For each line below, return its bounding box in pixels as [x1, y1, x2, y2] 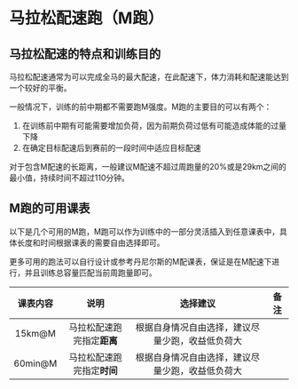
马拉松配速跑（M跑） [9, 8, 164, 28]
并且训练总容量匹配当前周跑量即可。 [24, 267, 157, 278]
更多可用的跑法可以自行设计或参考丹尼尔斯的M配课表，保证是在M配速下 [9, 256, 272, 266]
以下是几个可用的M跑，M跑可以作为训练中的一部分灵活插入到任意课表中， [9, 226, 280, 236]
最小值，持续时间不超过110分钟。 [9, 172, 130, 183]
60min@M [13, 357, 58, 369]
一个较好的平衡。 [9, 83, 72, 93]
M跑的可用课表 [9, 201, 90, 216]
